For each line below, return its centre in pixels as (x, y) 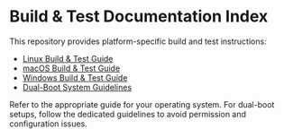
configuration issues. (48, 124)
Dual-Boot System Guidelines (77, 87)
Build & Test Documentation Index (139, 17)
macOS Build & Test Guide (71, 68)
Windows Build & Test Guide (75, 77)
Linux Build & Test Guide (68, 58)
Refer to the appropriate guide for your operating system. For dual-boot (142, 104)
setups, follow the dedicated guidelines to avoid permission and (128, 114)
